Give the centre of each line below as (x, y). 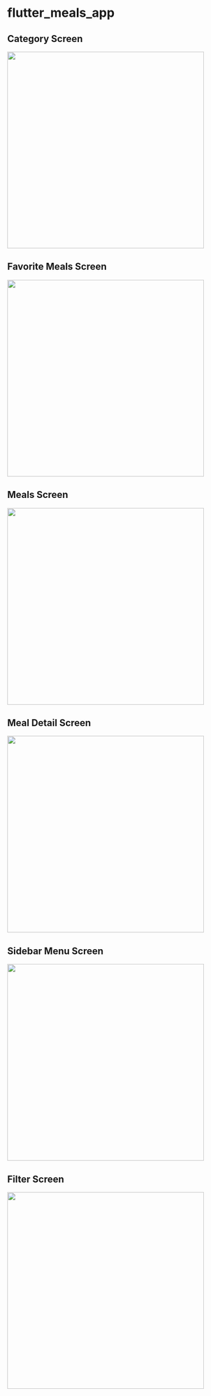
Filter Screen (36, 1179)
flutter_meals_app (61, 13)
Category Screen (45, 39)
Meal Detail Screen (49, 723)
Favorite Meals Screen (57, 267)
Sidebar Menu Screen (55, 951)
